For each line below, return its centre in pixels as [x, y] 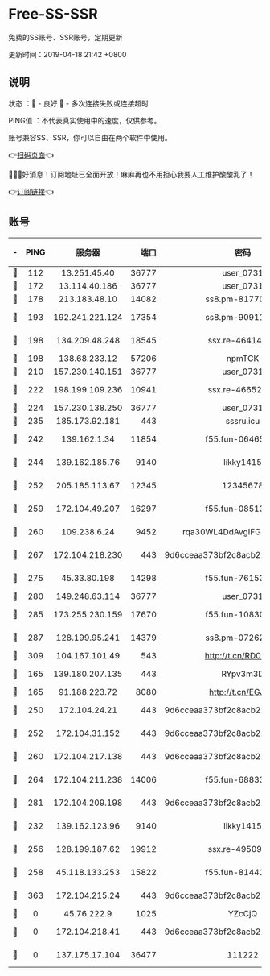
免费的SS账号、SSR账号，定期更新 [65, 37]
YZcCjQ [243, 913]
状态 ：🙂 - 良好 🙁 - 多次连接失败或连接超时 [78, 103]
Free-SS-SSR [53, 14]
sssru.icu [243, 421]
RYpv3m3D [242, 674]
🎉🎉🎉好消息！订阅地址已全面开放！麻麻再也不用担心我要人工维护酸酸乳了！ [131, 174]
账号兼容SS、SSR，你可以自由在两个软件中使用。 [90, 137]
